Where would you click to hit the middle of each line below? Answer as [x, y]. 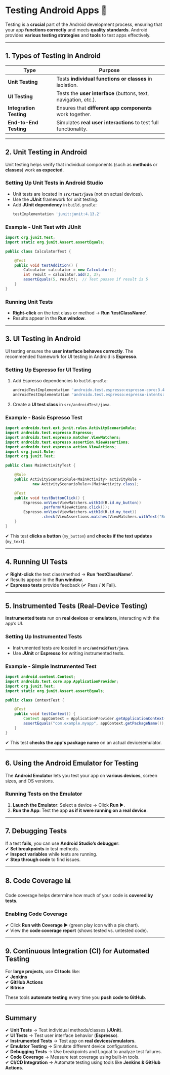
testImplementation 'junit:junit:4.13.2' [57, 214]
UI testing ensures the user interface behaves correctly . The [69, 351]
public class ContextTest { [35, 700]
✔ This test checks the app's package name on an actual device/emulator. [83, 742]
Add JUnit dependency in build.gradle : [55, 204]
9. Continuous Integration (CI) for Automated [77, 951]
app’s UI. [14, 624]
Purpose [109, 70]
